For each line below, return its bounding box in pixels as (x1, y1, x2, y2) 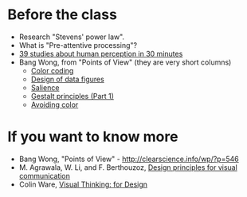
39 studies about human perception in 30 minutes (18, 49, 183, 58)
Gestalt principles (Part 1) (30, 91, 115, 100)
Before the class (7, 6, 117, 24)
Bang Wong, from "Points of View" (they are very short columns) (18, 57, 232, 67)
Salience (30, 82, 60, 93)
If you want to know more (7, 128, 178, 146)
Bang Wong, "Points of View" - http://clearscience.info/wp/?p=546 (18, 154, 240, 164)
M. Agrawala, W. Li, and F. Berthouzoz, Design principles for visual (18, 162, 238, 172)
